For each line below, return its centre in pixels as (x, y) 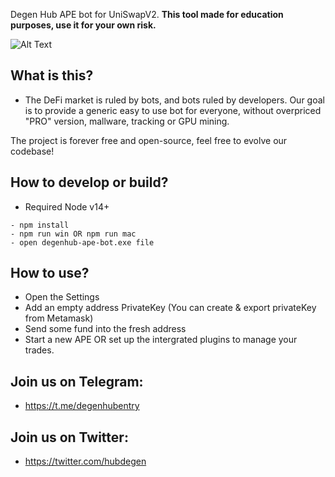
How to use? (50, 273)
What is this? (52, 75)
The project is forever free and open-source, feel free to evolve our (149, 140)
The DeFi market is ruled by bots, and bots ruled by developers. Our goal (174, 100)
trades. (39, 350)
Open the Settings (62, 297)
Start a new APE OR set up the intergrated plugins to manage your (161, 340)
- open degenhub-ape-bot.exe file (82, 242)
